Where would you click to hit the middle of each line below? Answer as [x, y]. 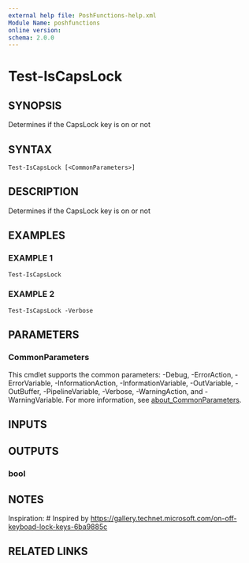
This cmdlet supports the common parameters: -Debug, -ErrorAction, [121, 374]
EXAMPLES [37, 236]
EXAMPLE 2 [32, 295]
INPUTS [28, 424]
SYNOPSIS [35, 105]
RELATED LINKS [48, 552]
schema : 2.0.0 [32, 38]
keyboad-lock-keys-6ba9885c [58, 527]
